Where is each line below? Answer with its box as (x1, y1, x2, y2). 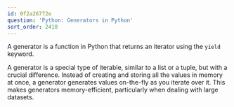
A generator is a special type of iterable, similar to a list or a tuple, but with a (7, 64, 228, 72)
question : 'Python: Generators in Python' (7, 17, 134, 24)
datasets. (7, 93, 34, 101)
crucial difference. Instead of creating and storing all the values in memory (7, 71, 223, 79)
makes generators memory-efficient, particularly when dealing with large (7, 85, 219, 94)
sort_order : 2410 (7, 23, 58, 30)
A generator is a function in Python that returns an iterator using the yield (7, 43, 221, 51)
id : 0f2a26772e (7, 10, 52, 17)
